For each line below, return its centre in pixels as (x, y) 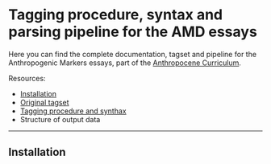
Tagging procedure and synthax (73, 111)
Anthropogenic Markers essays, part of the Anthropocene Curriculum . (125, 63)
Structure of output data (60, 119)
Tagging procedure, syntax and (116, 15)
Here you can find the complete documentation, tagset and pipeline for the (132, 54)
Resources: (27, 78)
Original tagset (44, 102)
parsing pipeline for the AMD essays (133, 32)
